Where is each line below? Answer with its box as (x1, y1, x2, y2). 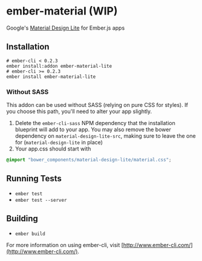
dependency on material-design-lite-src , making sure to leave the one (15, 132, 196, 140)
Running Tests (6, 173, 62, 184)
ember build (15, 231, 45, 237)
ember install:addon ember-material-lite (6, 63, 112, 69)
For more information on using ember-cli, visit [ (6, 241, 124, 248)
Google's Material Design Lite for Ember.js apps (6, 24, 125, 31)
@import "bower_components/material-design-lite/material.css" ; (6, 157, 172, 163)
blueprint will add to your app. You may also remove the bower (15, 126, 171, 134)
